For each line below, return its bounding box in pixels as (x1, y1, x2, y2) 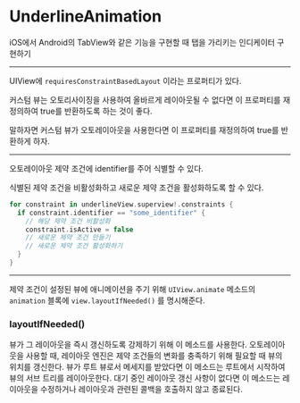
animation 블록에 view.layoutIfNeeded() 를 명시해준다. (9, 295, 205, 306)
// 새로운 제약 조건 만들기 (25, 233, 111, 242)
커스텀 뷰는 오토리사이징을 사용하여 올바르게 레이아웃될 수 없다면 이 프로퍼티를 (9, 94, 281, 105)
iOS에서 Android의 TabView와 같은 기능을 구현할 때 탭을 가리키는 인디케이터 (9, 37, 275, 47)
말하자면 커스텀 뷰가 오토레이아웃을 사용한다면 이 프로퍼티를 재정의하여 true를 (9, 124, 279, 135)
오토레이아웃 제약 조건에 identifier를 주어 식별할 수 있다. (9, 163, 204, 173)
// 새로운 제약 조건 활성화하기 (25, 241, 123, 251)
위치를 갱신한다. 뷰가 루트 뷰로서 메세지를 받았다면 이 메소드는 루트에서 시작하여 (9, 362, 286, 373)
